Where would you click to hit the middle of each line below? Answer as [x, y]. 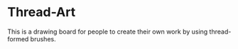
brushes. [43, 38]
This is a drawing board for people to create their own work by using [108, 31]
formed [18, 38]
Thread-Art [42, 12]
